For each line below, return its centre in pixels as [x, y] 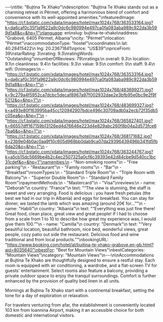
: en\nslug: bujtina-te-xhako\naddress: [100, 33]
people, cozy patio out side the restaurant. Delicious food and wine [72, 234]
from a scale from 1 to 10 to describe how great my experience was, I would [81, 219]
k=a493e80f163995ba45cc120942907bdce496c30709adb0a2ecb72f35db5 [81, 110]
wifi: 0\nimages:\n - [24, 69]
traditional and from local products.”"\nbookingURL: [57, 240]
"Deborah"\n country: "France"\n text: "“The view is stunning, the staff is [78, 188]
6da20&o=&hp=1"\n [25, 146]
